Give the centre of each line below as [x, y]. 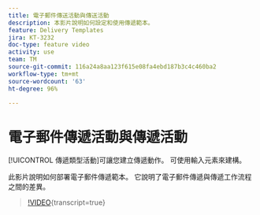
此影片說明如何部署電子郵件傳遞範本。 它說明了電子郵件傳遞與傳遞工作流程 [130, 177]
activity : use [32, 52]
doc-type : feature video [49, 45]
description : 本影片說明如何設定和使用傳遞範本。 [81, 23]
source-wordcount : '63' [47, 81]
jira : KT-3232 [32, 37]
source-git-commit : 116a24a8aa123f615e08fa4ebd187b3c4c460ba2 [112, 67]
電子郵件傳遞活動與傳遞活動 [98, 137]
